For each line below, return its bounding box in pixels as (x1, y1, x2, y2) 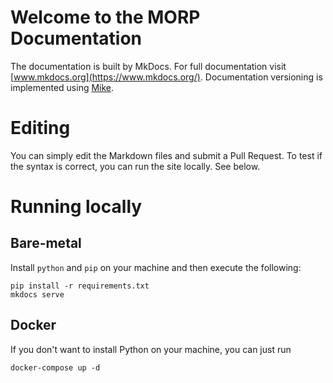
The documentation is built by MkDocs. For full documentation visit (10, 60, 287, 72)
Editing (10, 117, 71, 140)
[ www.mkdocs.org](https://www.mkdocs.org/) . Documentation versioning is (10, 71, 323, 83)
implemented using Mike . (10, 81, 115, 93)
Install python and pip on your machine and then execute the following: (10, 261, 302, 273)
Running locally (10, 196, 143, 218)
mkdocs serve (10, 289, 65, 300)
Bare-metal (10, 235, 82, 252)
